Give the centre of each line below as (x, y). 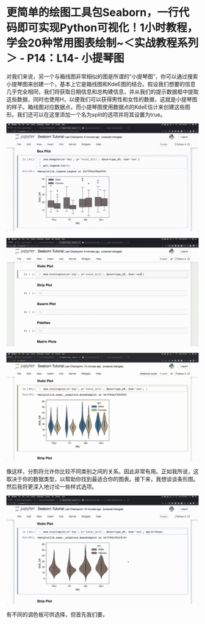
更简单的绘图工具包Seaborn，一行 (92, 13)
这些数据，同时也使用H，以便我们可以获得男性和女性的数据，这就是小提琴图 (102, 99)
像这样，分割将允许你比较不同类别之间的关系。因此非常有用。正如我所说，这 (103, 471)
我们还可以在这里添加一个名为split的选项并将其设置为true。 (91, 114)
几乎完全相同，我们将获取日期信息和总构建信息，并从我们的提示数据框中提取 (103, 92)
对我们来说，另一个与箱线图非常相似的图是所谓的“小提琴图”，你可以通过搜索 (102, 76)
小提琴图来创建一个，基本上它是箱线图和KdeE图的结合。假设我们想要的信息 (101, 84)
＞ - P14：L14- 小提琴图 (65, 58)
